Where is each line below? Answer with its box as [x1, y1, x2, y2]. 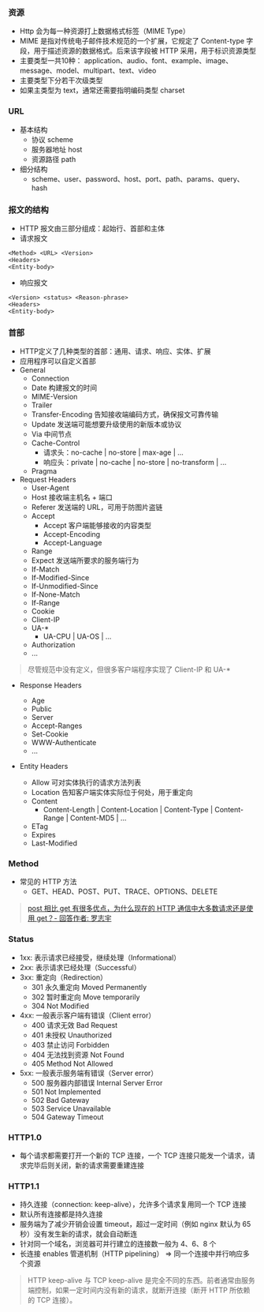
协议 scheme [31, 134, 73, 144]
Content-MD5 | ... [69, 813, 127, 823]
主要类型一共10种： [19, 56, 83, 66]
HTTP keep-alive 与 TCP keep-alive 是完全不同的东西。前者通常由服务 [27, 1276, 255, 1285]
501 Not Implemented [31, 1087, 101, 1096]
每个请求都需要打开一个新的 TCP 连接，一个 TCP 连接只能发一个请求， [19, 1151, 249, 1160]
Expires [31, 830, 57, 840]
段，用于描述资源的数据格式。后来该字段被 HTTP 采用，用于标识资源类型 [19, 46, 257, 56]
